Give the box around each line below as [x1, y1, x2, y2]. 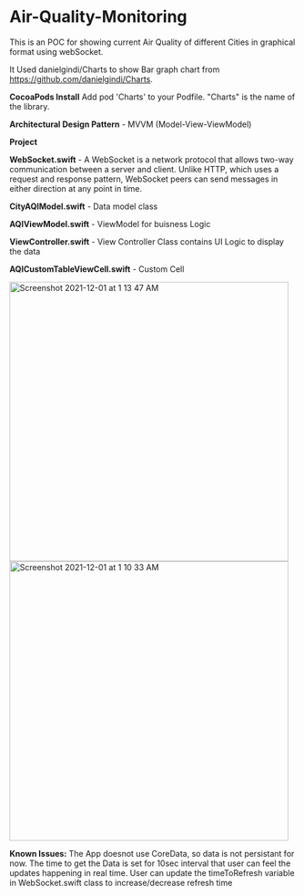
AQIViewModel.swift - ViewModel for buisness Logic [9, 218, 211, 229]
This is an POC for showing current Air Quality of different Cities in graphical [9, 36, 296, 47]
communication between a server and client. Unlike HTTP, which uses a [9, 163, 279, 174]
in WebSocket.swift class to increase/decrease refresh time [9, 877, 233, 888]
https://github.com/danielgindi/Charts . [9, 73, 153, 84]
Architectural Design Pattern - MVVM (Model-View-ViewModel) [9, 119, 252, 130]
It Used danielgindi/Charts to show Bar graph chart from [9, 64, 220, 75]
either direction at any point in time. [9, 182, 143, 193]
